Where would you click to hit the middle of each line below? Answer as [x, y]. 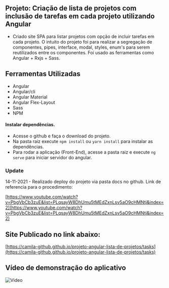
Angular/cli [24, 91]
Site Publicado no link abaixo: [53, 235]
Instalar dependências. [30, 125]
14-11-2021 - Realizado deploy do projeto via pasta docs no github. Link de [83, 182]
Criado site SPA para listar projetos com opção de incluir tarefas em [83, 36]
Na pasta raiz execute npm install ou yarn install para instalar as [83, 141]
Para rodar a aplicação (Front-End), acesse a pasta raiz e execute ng [84, 152]
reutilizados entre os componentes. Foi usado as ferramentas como [83, 52]
